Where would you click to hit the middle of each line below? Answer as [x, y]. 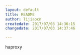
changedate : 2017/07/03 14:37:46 [40, 28]
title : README [20, 14]
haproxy [14, 47]
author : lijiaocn [23, 19]
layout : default [22, 10]
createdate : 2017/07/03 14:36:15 [40, 24]
